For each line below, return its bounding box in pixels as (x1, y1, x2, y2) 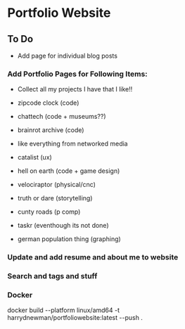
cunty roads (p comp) (17, 207, 81, 216)
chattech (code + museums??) (17, 112, 106, 121)
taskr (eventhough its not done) (17, 221, 109, 230)
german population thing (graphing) (17, 235, 121, 243)
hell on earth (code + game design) (17, 167, 120, 175)
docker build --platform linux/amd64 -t (7, 306, 120, 314)
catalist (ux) (17, 153, 53, 162)
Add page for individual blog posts (17, 51, 118, 60)
